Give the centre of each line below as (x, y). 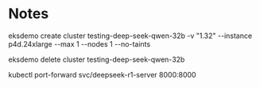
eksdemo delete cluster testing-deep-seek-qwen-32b (97, 59)
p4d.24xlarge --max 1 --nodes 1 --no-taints (80, 43)
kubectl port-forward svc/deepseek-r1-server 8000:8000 (102, 74)
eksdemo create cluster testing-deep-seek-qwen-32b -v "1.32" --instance (130, 36)
